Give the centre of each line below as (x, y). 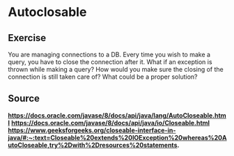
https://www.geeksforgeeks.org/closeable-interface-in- (92, 130)
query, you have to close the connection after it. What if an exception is (110, 62)
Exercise (27, 38)
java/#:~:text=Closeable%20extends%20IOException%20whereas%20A (117, 137)
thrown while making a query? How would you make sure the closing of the (116, 69)
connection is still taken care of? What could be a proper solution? (103, 77)
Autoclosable (47, 12)
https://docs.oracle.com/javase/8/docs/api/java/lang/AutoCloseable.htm (117, 115)
